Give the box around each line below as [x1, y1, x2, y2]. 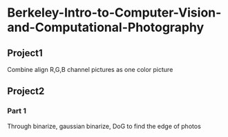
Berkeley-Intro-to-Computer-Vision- [7, 5, 222, 21]
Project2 [7, 85, 45, 98]
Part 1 [7, 106, 26, 116]
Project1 [7, 47, 43, 59]
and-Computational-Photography [7, 19, 205, 35]
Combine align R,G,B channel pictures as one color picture [7, 66, 173, 73]
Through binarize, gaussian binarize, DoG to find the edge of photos [7, 122, 202, 130]
